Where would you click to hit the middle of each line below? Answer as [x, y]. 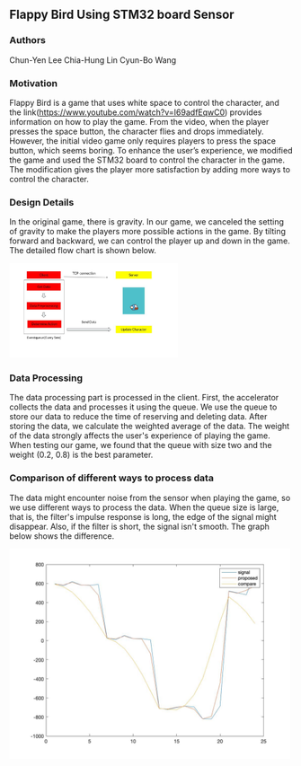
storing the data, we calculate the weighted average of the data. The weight [150, 427]
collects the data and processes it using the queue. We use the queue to [143, 407]
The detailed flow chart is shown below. [83, 251]
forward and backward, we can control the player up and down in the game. [150, 241]
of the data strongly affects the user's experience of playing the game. [140, 436]
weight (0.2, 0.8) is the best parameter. [81, 455]
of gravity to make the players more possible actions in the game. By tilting [147, 232]
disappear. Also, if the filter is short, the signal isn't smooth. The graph [139, 526]
